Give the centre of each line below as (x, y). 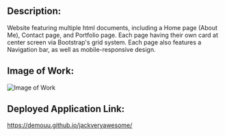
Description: (34, 11)
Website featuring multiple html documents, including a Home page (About (112, 27)
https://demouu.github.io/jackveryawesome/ (70, 125)
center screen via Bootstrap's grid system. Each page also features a (104, 42)
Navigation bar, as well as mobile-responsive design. (81, 49)
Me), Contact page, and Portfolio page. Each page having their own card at (113, 35)
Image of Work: (40, 71)
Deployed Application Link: (66, 109)
